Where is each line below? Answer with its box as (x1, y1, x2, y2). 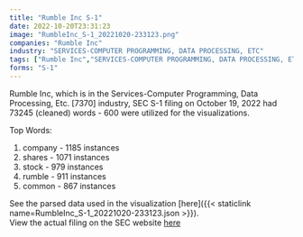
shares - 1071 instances (22, 151, 110, 162)
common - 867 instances (22, 180, 116, 191)
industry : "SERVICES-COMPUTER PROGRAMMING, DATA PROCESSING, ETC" (9, 47, 264, 56)
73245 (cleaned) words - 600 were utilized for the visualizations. (9, 107, 250, 118)
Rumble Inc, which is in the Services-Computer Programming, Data (9, 87, 259, 99)
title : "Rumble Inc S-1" (9, 13, 103, 23)
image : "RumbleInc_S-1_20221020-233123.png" (9, 30, 179, 39)
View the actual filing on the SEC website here (9, 217, 181, 228)
